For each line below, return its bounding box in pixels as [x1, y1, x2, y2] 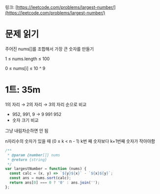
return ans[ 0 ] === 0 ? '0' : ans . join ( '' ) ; [9, 180, 100, 185]
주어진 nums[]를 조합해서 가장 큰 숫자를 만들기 [5, 46, 94, 52]
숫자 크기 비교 [12, 117, 39, 123]
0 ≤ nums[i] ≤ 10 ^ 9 [5, 65, 46, 71]
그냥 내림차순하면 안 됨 [5, 127, 49, 133]
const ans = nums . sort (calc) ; [9, 176, 71, 181]
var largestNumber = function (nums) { [5, 166, 87, 171]
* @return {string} [7, 157, 48, 162]
